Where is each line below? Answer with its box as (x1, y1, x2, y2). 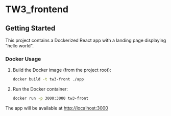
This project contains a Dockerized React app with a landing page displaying (5, 37, 166, 43)
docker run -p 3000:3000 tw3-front (12, 96, 89, 101)
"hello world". (5, 43, 34, 49)
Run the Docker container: (12, 86, 68, 92)
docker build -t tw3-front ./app (12, 77, 84, 82)
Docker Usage (5, 55, 41, 62)
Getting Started (5, 24, 56, 33)
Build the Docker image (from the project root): (12, 67, 111, 73)
